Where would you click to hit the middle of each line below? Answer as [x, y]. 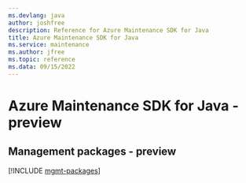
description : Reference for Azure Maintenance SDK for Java [109, 30]
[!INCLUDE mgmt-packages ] [54, 170]
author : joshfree [37, 23]
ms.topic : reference [42, 60]
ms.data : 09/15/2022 [42, 67]
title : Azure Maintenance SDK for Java [73, 37]
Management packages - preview [92, 152]
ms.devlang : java [37, 15]
